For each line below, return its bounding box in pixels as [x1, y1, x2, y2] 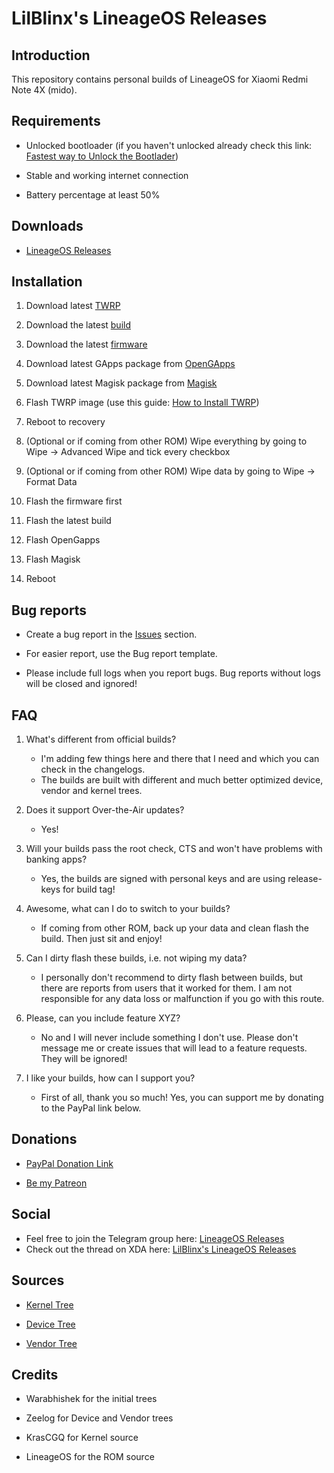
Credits [11, 1366, 59, 1383]
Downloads [11, 218, 84, 235]
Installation [11, 273, 83, 291]
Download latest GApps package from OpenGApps [25, 358, 236, 370]
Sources [11, 1272, 65, 1289]
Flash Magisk [25, 553, 81, 566]
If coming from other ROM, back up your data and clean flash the [40, 922, 309, 934]
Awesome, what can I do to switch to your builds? [25, 903, 231, 915]
